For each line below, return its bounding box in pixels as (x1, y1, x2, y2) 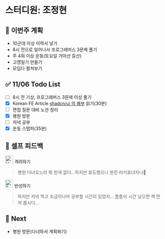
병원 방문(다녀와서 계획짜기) (12, 228, 67, 234)
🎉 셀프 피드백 (5, 141, 44, 150)
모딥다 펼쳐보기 (12, 66, 43, 71)
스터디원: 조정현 (5, 5, 67, 16)
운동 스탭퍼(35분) (12, 126, 47, 132)
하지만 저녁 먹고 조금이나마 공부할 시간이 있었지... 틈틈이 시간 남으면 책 (17, 193, 155, 199)
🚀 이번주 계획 (5, 26, 44, 35)
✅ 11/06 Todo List (5, 80, 61, 89)
